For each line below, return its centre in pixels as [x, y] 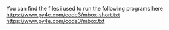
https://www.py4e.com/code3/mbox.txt [56, 21]
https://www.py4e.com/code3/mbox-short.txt [63, 15]
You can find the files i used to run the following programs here [84, 9]
